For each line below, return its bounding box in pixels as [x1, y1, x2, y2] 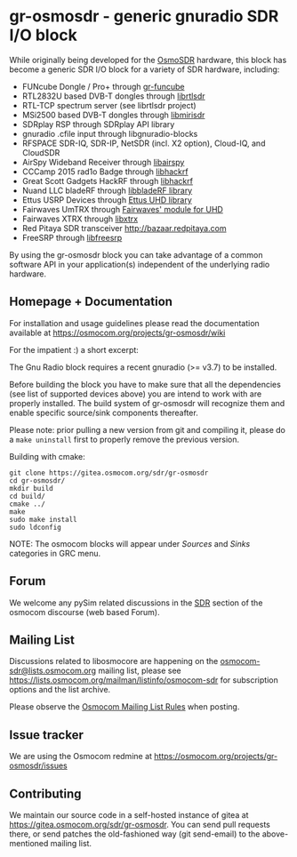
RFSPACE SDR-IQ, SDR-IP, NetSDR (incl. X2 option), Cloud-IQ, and [21, 138, 266, 148]
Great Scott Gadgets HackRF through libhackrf [21, 175, 194, 186]
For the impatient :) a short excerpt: [9, 344, 140, 355]
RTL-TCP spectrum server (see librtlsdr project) [21, 100, 197, 110]
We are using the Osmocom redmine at [9, 751, 153, 762]
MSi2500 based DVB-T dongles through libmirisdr [21, 109, 205, 120]
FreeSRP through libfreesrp [21, 232, 123, 243]
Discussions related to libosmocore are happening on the [9, 656, 219, 667]
